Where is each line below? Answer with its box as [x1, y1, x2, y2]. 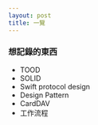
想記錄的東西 [8, 47, 58, 58]
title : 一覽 [8, 19, 45, 27]
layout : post [8, 11, 52, 20]
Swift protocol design [19, 81, 90, 91]
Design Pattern [19, 90, 69, 100]
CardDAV [19, 98, 50, 108]
